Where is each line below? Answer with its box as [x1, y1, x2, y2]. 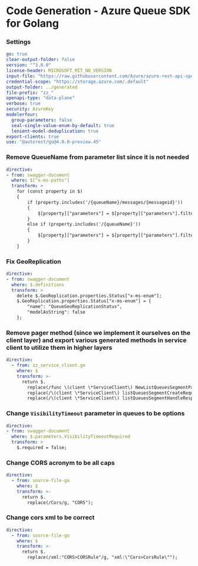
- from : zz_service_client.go [11, 362, 85, 369]
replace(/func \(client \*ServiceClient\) [27, 384, 133, 391]
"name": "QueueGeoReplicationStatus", [27, 304, 123, 310]
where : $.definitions [11, 282, 65, 288]
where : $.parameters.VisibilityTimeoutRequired [11, 434, 131, 440]
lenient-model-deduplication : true [11, 128, 99, 134]
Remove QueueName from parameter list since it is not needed [6, 153, 190, 161]
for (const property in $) [16, 188, 83, 194]
